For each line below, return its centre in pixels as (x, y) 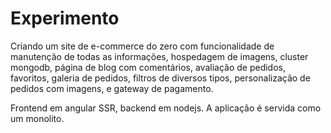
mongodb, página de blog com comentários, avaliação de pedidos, (148, 67)
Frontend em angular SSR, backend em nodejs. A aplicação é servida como (166, 108)
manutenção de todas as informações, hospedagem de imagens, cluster (159, 56)
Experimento (65, 18)
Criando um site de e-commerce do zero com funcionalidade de (142, 46)
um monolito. (37, 118)
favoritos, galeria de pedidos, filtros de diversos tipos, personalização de (160, 78)
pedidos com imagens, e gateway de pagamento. (112, 88)
